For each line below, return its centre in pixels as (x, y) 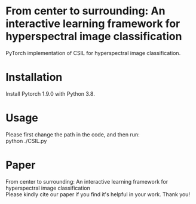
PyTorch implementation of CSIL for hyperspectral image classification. (93, 53)
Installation (34, 77)
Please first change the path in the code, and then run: (73, 134)
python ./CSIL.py (26, 141)
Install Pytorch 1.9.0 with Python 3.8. (50, 93)
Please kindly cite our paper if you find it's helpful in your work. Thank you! (98, 194)
